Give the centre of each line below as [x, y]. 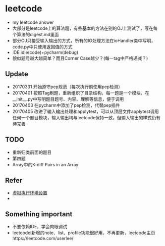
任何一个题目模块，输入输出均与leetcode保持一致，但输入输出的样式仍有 [86, 117]
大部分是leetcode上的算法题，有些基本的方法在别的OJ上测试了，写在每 [85, 28]
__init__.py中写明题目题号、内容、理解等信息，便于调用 [68, 99]
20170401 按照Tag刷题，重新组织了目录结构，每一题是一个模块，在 [81, 93]
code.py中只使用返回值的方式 [42, 47]
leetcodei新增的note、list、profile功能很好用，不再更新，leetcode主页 [83, 233]
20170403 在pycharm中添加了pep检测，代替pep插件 [66, 105]
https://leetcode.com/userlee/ [43, 239]
